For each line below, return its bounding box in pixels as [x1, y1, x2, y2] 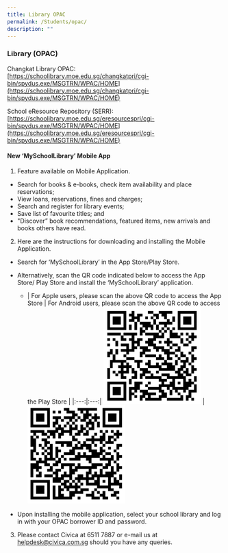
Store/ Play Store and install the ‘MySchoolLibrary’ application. [16, 278, 194, 286]
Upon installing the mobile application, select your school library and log [16, 511, 221, 519]
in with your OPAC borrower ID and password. [16, 517, 147, 526]
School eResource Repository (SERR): [7, 107, 114, 115]
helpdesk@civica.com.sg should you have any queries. [16, 538, 173, 546]
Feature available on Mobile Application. [16, 167, 131, 175]
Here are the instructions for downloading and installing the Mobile [16, 237, 205, 245]
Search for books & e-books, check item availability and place [16, 180, 192, 188]
